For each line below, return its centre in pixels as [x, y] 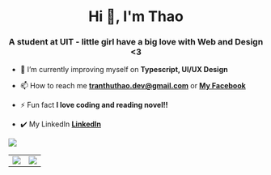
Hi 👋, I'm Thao [136, 17]
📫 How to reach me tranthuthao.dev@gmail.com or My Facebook [133, 86]
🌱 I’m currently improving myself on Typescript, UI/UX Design [124, 70]
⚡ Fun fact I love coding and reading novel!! [94, 105]
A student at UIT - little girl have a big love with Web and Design [136, 42]
